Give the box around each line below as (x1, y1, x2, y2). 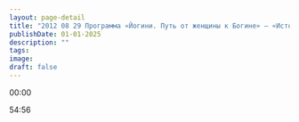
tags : (9, 46, 29, 55)
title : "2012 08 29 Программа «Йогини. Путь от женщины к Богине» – (9, 21, 269, 30)
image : (9, 54, 34, 63)
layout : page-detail (9, 12, 86, 22)
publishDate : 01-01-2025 (9, 29, 101, 38)
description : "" (9, 37, 69, 47)
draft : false (9, 63, 58, 72)
